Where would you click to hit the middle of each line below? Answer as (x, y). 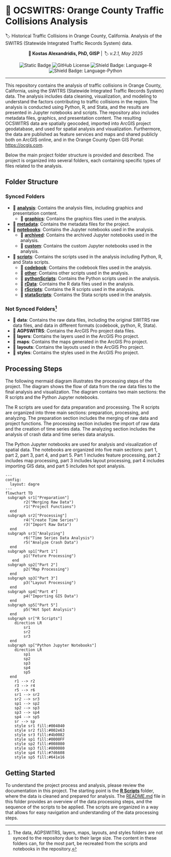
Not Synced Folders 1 (31, 308)
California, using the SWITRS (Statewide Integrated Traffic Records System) (85, 91)
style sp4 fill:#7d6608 (40, 753)
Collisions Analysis (47, 21)
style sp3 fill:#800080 (40, 749)
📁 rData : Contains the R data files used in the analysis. (77, 284)
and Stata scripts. (31, 262)
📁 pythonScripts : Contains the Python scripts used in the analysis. (90, 278)
